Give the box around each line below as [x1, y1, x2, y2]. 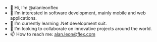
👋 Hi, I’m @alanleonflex [10, 5, 59, 10]
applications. [10, 15, 37, 21]
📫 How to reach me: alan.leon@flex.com [10, 31, 96, 37]
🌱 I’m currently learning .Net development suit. [10, 20, 107, 26]
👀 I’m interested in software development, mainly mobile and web [10, 10, 146, 16]
